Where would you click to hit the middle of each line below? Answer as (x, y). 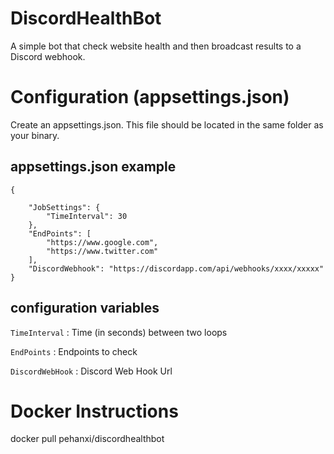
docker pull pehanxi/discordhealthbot (87, 439)
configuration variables (85, 308)
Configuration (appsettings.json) (150, 97)
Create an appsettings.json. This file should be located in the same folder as (167, 124)
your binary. (35, 135)
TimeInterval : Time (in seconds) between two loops (119, 332)
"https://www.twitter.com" (102, 251)
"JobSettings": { (64, 207)
